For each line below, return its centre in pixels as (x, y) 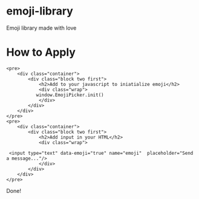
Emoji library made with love (41, 28)
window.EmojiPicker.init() (70, 95)
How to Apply (41, 52)
